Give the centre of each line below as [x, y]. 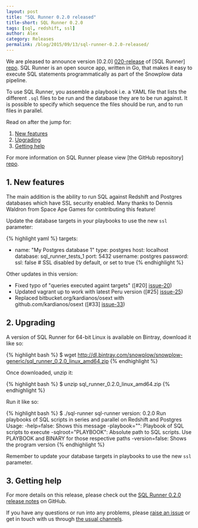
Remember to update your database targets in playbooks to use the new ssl [99, 456]
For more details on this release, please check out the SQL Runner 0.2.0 [94, 495]
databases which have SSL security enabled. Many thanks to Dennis [90, 203]
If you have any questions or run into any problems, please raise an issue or [98, 513]
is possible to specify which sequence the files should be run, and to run [95, 104]
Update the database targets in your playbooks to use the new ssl [87, 221]
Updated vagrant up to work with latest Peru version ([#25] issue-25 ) [99, 291]
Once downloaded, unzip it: [40, 372]
